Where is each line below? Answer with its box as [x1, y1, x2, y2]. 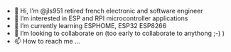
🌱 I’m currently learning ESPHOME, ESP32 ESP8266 [14, 22, 167, 30]
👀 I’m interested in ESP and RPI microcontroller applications [14, 14, 188, 22]
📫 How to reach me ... [14, 37, 80, 45]
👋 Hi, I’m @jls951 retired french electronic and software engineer [14, 7, 204, 15]
